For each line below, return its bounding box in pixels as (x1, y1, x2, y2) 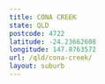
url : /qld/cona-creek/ (9, 53, 93, 62)
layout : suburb (9, 62, 65, 71)
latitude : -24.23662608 (9, 37, 97, 46)
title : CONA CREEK (9, 12, 77, 22)
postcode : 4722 (9, 29, 65, 38)
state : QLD (9, 21, 49, 30)
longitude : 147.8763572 (9, 45, 97, 54)
